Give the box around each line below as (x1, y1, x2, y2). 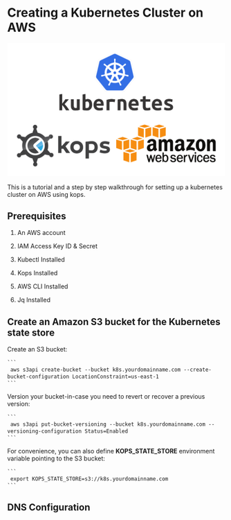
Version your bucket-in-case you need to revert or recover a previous (7, 392, 205, 401)
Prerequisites (7, 210, 66, 222)
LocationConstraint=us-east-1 (72, 373, 159, 381)
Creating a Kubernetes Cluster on (7, 5, 204, 21)
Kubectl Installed (17, 255, 66, 264)
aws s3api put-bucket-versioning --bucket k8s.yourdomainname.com (10, 421, 206, 428)
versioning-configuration (7, 428, 82, 435)
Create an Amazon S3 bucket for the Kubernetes (7, 315, 221, 327)
